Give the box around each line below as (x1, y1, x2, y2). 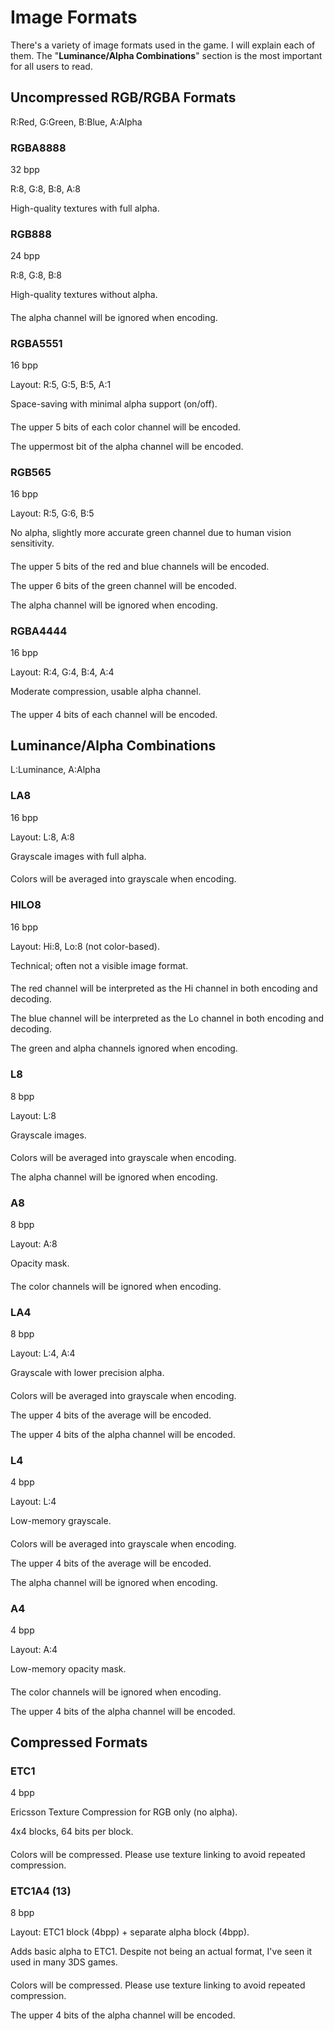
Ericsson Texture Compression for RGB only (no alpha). (10, 1806, 238, 1818)
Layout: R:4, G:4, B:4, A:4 (10, 666, 115, 678)
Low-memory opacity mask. (10, 1663, 127, 1675)
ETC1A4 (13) (10, 1884, 72, 1898)
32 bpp (10, 164, 40, 176)
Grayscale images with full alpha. (10, 850, 147, 862)
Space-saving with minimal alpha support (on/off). (10, 398, 218, 410)
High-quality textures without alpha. (10, 289, 158, 301)
